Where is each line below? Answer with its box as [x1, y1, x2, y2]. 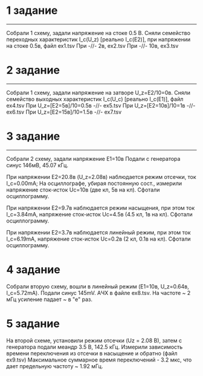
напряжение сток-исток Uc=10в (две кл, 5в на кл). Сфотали [6, 186, 160, 193]
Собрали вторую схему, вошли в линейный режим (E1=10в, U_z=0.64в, [6, 282, 189, 290]
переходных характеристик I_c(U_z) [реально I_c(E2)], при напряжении [6, 36, 191, 43]
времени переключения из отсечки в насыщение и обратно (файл [6, 349, 178, 357]
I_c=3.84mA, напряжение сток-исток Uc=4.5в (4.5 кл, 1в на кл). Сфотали [6, 210, 193, 218]
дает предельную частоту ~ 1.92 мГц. [6, 362, 103, 369]
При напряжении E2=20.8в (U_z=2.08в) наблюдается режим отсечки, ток [6, 173, 196, 180]
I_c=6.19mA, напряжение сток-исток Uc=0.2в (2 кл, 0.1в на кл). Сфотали [6, 235, 192, 242]
